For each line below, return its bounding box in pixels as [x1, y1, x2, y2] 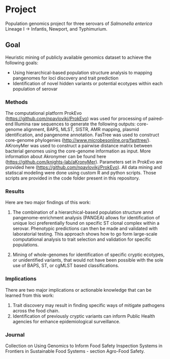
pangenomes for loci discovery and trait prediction [12, 75, 119, 81]
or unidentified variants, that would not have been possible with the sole [12, 257, 164, 263]
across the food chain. [12, 307, 60, 314]
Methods [5, 98, 28, 106]
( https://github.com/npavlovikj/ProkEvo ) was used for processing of [5, 116, 147, 122]
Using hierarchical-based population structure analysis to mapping [12, 69, 152, 75]
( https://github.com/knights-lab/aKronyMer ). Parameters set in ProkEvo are [5, 159, 163, 165]
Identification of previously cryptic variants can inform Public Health [12, 313, 155, 319]
